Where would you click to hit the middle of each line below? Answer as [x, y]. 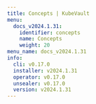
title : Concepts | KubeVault [48, 13]
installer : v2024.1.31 [45, 70]
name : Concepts [41, 39]
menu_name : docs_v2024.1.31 [47, 52]
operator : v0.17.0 [39, 77]
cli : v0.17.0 [32, 64]
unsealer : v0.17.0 [39, 83]
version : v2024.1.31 [42, 90]
